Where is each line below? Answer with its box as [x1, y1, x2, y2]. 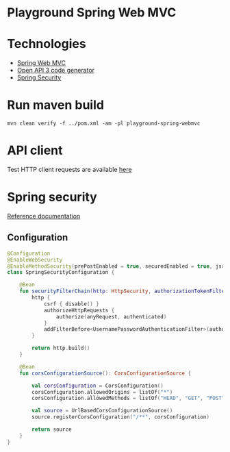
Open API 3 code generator [16, 66, 94, 75]
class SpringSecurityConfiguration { [7, 269, 115, 276]
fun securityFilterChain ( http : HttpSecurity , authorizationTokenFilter [19, 288, 228, 295]
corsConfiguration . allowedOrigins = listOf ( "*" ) [31, 388, 173, 395]
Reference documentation [7, 212, 81, 220]
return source [31, 426, 72, 433]
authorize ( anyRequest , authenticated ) [55, 313, 167, 320]
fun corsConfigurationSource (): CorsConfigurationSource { [19, 370, 192, 377]
